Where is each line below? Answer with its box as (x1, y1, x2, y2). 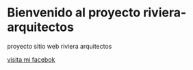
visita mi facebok (7, 55, 55, 63)
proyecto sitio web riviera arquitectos (7, 42, 112, 50)
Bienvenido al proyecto (7, 5, 141, 21)
